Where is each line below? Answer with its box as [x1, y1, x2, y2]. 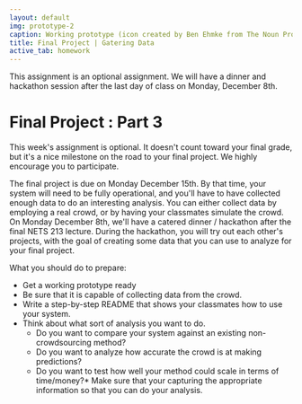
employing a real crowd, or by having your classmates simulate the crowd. [9, 207, 285, 218]
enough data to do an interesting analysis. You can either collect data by [9, 198, 277, 208]
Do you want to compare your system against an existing [35, 328, 247, 338]
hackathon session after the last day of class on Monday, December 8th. [9, 81, 279, 92]
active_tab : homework [9, 47, 91, 56]
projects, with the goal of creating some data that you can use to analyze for [9, 235, 292, 247]
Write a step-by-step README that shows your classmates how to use [22, 299, 283, 310]
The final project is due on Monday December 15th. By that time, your [9, 179, 267, 189]
